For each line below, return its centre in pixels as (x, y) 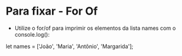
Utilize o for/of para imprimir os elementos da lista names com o (95, 28)
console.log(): (32, 34)
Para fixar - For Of (52, 11)
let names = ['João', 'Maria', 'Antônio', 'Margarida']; (70, 46)
